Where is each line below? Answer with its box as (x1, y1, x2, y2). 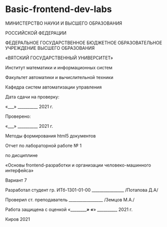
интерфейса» (5, 167, 34, 173)
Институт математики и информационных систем (5, 64, 113, 70)
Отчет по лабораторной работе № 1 (5, 142, 82, 148)
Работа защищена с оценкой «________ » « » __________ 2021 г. (5, 206, 133, 212)
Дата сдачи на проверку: (5, 94, 59, 100)
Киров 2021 (5, 216, 30, 222)
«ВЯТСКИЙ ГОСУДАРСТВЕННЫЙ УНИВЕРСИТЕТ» (5, 54, 113, 61)
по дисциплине (5, 152, 38, 158)
